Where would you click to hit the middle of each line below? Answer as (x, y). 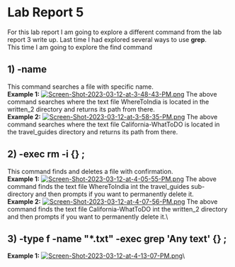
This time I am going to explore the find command (80, 47)
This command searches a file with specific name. (81, 87)
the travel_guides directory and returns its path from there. (93, 131)
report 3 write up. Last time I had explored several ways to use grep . (107, 39)
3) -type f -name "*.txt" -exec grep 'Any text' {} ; (117, 239)
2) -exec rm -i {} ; (46, 154)
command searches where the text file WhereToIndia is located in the (108, 102)
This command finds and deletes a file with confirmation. (90, 171)
